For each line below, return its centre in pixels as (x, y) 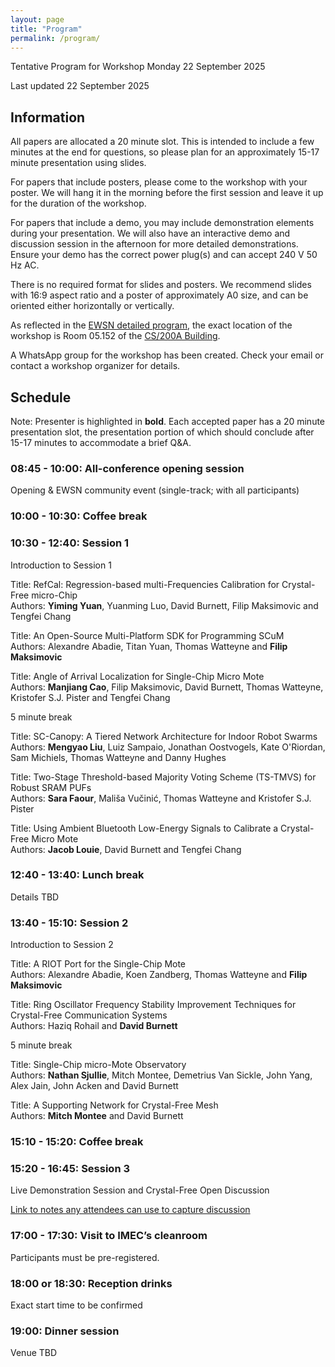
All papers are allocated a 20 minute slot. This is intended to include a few (162, 142)
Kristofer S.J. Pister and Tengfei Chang (90, 697)
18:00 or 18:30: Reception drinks (91, 1283)
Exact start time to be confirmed (76, 1305)
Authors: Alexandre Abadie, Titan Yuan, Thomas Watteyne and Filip (149, 646)
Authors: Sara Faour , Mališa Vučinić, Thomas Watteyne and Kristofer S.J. (161, 798)
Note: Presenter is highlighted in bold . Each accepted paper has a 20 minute (168, 421)
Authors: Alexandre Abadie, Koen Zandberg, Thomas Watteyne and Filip (159, 975)
